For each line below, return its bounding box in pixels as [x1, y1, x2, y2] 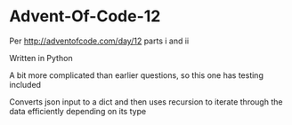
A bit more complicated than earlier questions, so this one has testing [9, 69, 264, 81]
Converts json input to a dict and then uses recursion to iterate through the [9, 96, 283, 107]
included [9, 79, 42, 90]
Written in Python [9, 52, 73, 63]
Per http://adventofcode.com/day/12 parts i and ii [9, 35, 190, 46]
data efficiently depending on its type [9, 105, 147, 116]
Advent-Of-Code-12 [9, 6, 161, 27]
